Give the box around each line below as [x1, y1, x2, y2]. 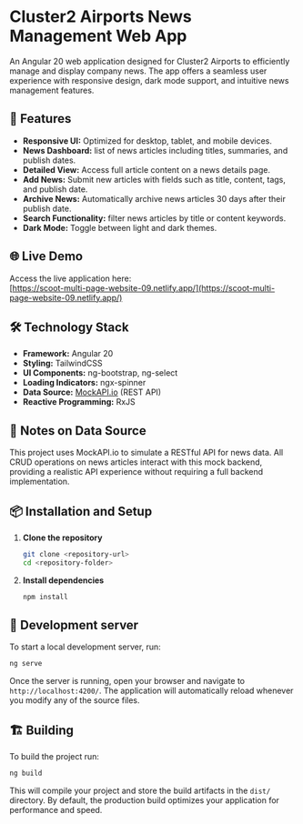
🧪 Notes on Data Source [9, 423, 147, 438]
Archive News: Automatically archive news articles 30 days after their [22, 193, 287, 204]
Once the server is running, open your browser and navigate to [9, 676, 246, 687]
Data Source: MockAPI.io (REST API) [22, 387, 162, 397]
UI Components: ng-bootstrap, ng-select [22, 367, 178, 378]
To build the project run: [9, 751, 100, 762]
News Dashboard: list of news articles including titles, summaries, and [22, 145, 288, 156]
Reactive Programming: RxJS [22, 397, 136, 407]
